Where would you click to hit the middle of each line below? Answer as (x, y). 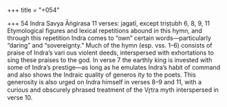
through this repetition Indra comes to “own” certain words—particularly (109, 38)
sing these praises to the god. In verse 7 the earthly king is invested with (110, 60)
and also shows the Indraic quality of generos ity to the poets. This (101, 75)
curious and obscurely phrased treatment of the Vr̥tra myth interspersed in (113, 90)
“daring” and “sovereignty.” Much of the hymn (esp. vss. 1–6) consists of (110, 45)
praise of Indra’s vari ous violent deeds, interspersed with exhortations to (111, 52)
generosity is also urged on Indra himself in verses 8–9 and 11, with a (104, 82)
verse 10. (20, 97)
